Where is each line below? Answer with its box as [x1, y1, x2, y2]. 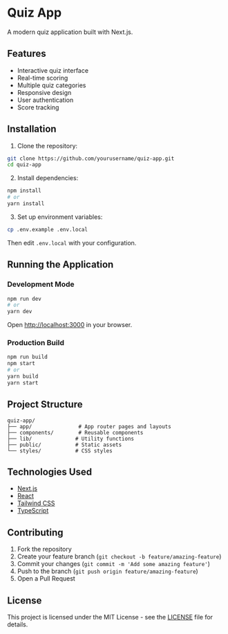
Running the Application [7, 258, 114, 271]
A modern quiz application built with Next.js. [7, 28, 133, 36]
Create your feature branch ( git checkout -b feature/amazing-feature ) [17, 552, 222, 561]
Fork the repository [17, 545, 73, 554]
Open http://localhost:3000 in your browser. [7, 321, 133, 329]
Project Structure [7, 398, 83, 410]
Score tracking [17, 103, 59, 112]
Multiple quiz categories [17, 81, 86, 89]
